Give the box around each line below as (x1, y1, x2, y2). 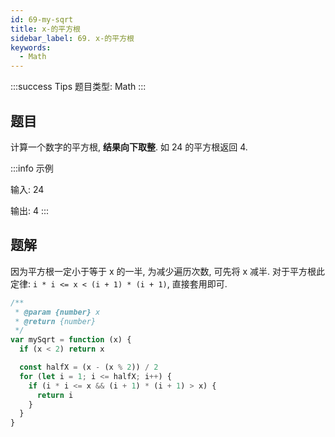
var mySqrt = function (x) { (10, 335, 132, 345)
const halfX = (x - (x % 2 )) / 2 (19, 362, 159, 372)
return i (36, 390, 74, 400)
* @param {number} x (14, 307, 101, 317)
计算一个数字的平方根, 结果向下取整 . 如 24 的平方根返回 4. (10, 141, 248, 153)
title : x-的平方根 (10, 24, 82, 34)
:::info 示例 (10, 162, 54, 174)
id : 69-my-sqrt (10, 14, 74, 25)
